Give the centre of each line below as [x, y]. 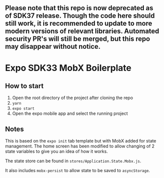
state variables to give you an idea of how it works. [56, 151]
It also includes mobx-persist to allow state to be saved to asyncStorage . [78, 171]
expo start [23, 109]
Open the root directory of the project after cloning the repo [73, 98]
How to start [24, 86]
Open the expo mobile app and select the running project [70, 113]
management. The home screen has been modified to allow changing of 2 [80, 146]
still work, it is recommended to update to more [79, 23]
